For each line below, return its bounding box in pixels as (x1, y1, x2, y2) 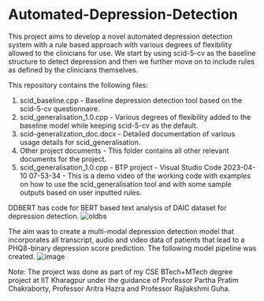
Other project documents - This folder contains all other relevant (19, 146, 229, 155)
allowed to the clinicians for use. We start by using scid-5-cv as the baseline (8, 48, 256, 58)
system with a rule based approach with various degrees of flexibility (8, 39, 232, 49)
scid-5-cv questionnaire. (19, 104, 100, 113)
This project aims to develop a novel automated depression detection (8, 32, 232, 41)
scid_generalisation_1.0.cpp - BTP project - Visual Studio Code (19, 162, 222, 172)
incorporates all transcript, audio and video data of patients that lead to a (8, 235, 245, 244)
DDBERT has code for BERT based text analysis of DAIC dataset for (8, 203, 227, 212)
